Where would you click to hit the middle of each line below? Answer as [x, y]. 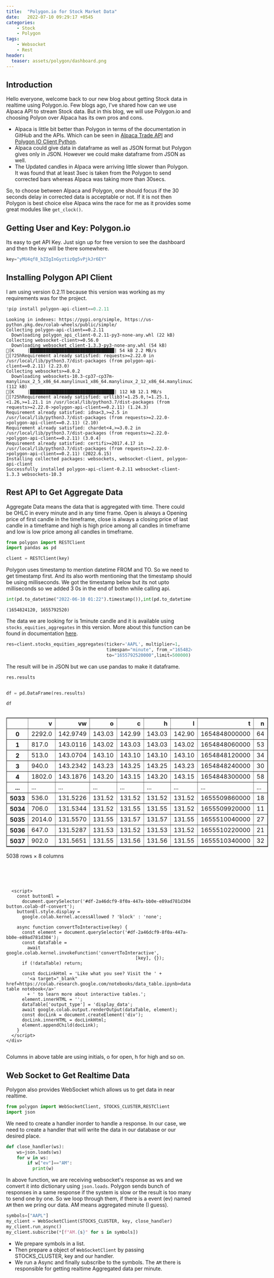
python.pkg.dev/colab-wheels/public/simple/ [62, 325]
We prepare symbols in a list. [50, 1243]
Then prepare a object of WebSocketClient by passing [79, 1250]
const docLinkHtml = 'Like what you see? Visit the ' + [92, 974]
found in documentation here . [42, 633]
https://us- [139, 319]
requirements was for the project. [47, 298]
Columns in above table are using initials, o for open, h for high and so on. [96, 1057]
